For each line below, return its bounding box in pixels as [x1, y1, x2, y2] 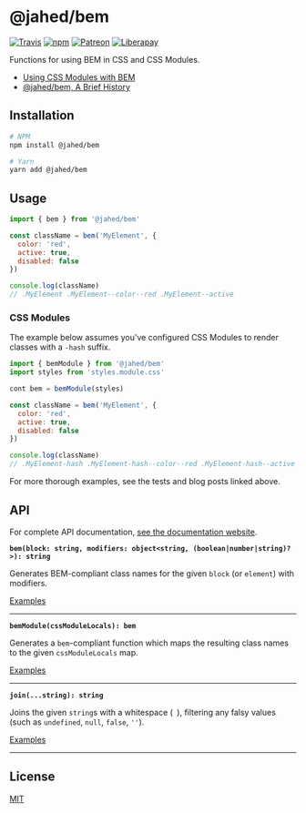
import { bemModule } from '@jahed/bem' [9, 360, 166, 369]
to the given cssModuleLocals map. [9, 646, 138, 657]
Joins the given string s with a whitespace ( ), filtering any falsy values [9, 706, 276, 717]
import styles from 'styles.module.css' [9, 368, 166, 377]
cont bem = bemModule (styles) [9, 384, 125, 393]
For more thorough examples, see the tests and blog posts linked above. [9, 476, 280, 487]
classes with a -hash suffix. [9, 341, 111, 352]
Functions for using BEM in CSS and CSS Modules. [9, 54, 200, 65]
